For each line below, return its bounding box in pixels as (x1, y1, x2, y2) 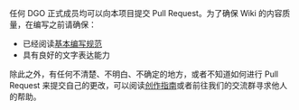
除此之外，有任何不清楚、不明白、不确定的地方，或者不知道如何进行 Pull (9, 69, 278, 79)
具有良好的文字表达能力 (22, 50, 110, 60)
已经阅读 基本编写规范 (22, 39, 102, 49)
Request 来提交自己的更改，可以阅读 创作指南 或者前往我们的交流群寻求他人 (9, 80, 287, 90)
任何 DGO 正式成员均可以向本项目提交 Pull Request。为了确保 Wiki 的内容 (9, 8, 283, 18)
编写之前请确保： (33, 19, 97, 30)
